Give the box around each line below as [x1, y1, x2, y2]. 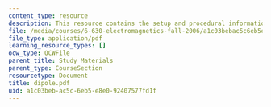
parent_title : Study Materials [8, 57, 114, 65]
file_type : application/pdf [8, 34, 103, 43]
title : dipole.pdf [8, 79, 70, 87]
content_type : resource [8, 11, 89, 20]
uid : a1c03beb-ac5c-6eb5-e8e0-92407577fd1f [8, 86, 157, 95]
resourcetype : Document [8, 72, 89, 80]
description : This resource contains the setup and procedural [8, 19, 226, 27]
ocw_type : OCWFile [8, 49, 70, 57]
